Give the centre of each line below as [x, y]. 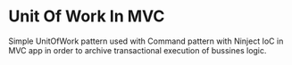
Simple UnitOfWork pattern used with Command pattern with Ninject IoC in [146, 41]
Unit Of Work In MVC [87, 16]
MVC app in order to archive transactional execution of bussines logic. [138, 50]
